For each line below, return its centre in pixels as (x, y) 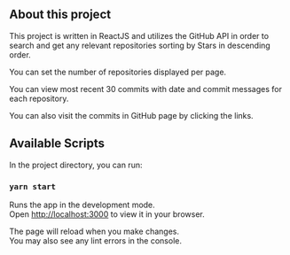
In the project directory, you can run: (76, 165)
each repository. (39, 98)
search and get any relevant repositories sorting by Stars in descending (140, 45)
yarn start (32, 186)
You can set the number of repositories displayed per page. (118, 72)
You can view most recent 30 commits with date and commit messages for (145, 89)
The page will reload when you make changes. (94, 231)
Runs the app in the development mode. (82, 205)
